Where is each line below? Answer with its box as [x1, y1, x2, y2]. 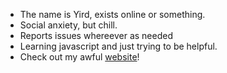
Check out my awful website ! [19, 51, 140, 63]
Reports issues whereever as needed [19, 30, 173, 41]
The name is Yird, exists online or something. [19, 9, 206, 20]
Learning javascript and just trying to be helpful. [19, 40, 218, 52]
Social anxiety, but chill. [19, 19, 118, 31]
